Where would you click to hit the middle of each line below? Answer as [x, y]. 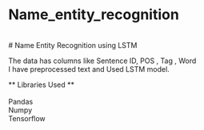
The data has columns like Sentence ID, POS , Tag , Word [102, 61]
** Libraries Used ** [41, 85]
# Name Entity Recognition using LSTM [73, 45]
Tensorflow [27, 118]
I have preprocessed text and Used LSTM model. [89, 69]
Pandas [21, 101]
